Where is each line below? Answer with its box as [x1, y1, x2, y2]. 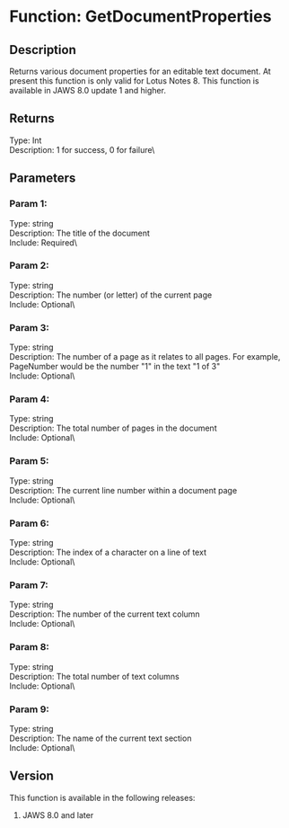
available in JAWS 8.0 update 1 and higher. [9, 85, 166, 95]
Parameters [9, 171, 76, 186]
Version [9, 769, 54, 784]
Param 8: [9, 641, 49, 654]
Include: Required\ [9, 236, 78, 248]
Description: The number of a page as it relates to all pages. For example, [9, 352, 281, 362]
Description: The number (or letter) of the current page [9, 289, 213, 300]
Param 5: [9, 455, 49, 467]
